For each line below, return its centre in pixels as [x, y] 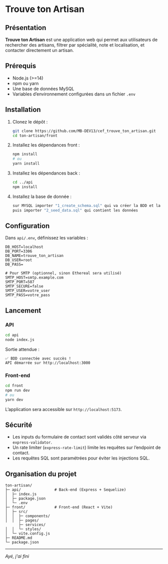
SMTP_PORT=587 [20, 282]
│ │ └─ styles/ [23, 529]
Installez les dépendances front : [46, 145]
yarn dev [14, 399]
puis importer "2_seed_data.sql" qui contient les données [75, 210]
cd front [14, 386]
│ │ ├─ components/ [28, 516]
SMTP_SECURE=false [24, 286]
